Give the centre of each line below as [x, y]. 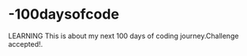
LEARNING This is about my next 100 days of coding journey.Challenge [123, 36]
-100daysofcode [64, 14]
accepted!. [26, 44]
